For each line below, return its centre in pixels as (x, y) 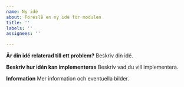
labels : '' (19, 28)
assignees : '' (24, 34)
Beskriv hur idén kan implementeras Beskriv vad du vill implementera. (92, 67)
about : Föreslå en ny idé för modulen (54, 17)
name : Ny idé (22, 12)
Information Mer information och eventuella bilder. (68, 79)
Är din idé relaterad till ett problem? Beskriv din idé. (70, 56)
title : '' (18, 22)
